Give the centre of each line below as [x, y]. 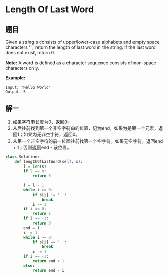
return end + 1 [48, 261]
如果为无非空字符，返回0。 [52, 134]
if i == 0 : [35, 209]
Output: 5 [16, 92]
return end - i [48, 270]
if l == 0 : [35, 171]
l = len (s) [35, 167]
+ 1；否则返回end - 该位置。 [42, 147]
